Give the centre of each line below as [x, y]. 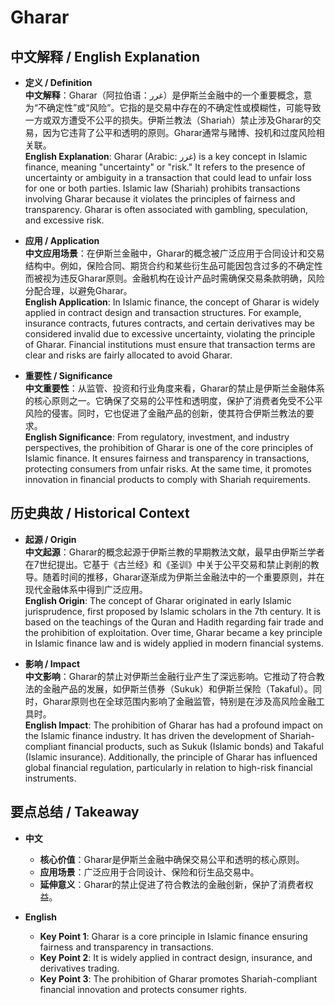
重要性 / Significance [68, 375]
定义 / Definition [58, 82]
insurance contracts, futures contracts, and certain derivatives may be [169, 323]
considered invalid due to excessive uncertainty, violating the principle [170, 334]
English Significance [68, 437]
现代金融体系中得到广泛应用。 [86, 589]
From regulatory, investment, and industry [203, 437]
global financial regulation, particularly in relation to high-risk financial [168, 767]
